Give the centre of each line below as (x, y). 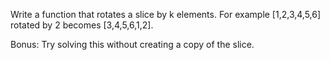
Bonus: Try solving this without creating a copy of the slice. (132, 44)
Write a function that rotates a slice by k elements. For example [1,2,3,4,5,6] (166, 14)
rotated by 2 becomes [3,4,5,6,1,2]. (82, 25)
